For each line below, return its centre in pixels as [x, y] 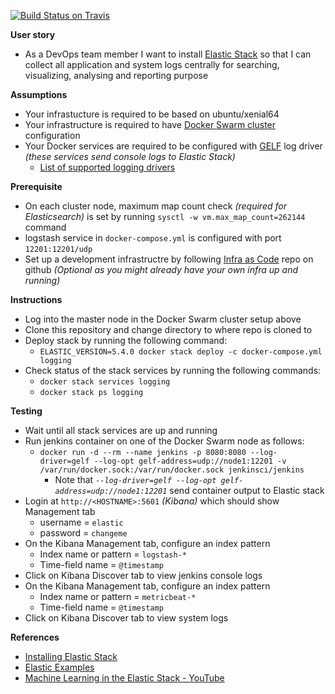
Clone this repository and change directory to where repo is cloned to [168, 329]
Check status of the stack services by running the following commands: [173, 370]
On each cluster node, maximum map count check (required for [155, 206]
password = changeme [83, 533]
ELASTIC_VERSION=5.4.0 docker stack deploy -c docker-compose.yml [181, 352]
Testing [26, 411]
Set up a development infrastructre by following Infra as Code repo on [169, 259]
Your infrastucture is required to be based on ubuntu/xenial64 [152, 114]
